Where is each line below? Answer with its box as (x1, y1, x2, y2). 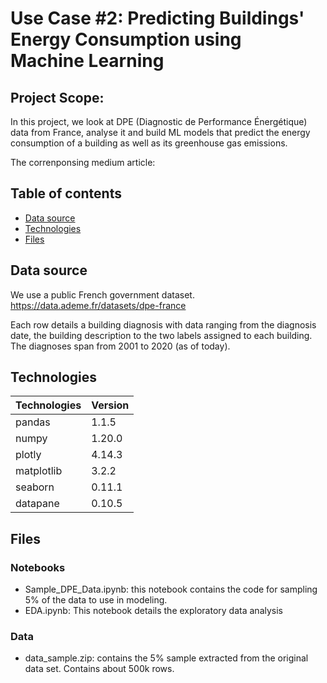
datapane (15, 497, 60, 511)
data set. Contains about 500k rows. (24, 663, 175, 675)
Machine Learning (10, 50, 165, 72)
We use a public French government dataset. (10, 288, 195, 301)
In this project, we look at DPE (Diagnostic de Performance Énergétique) (10, 116, 308, 127)
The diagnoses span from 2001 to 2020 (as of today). (10, 340, 231, 352)
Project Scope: (10, 89, 105, 106)
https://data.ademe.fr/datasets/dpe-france (10, 299, 187, 311)
